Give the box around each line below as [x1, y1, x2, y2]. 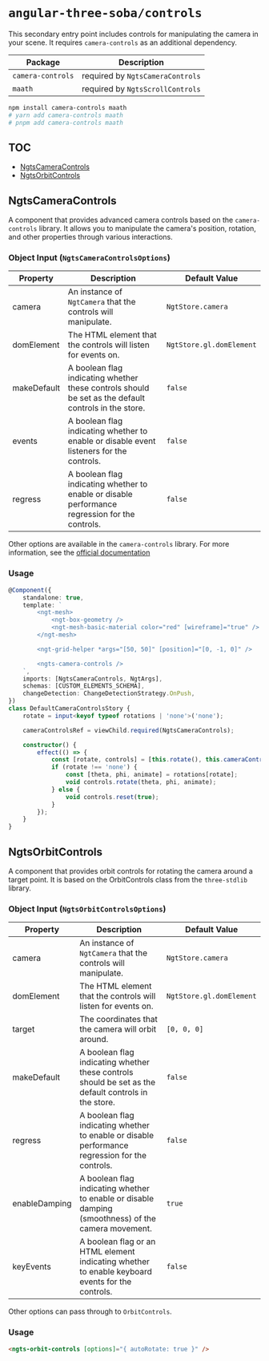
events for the [79, 1276, 132, 1287]
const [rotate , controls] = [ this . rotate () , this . [50, 756, 224, 764]
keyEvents [12, 1261, 52, 1272]
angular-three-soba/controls [8, 6, 203, 21]
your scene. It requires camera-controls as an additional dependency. [8, 38, 238, 47]
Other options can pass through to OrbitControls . [8, 1306, 172, 1316]
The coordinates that [79, 1014, 158, 1025]
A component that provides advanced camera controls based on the [8, 215, 234, 225]
